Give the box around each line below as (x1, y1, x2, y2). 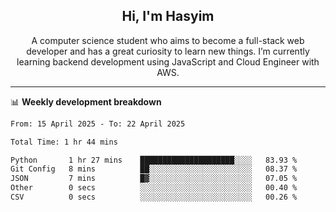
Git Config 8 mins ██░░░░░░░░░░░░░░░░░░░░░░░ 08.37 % (10, 164, 298, 174)
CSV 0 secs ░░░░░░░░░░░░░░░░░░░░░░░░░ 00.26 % (10, 192, 298, 203)
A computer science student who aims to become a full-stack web (31, 34, 305, 46)
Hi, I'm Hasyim (121, 8, 215, 25)
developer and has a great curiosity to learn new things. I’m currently (26, 45, 310, 57)
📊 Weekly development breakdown (10, 95, 162, 108)
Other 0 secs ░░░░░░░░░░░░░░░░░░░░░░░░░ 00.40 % (10, 183, 298, 193)
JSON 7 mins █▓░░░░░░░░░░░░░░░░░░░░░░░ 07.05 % (10, 174, 298, 184)
